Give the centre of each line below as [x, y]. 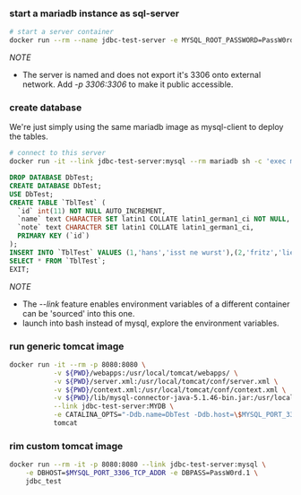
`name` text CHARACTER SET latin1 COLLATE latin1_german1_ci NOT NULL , [154, 219]
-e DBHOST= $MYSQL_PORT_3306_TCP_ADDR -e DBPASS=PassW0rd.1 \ [142, 473]
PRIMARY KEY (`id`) [54, 236]
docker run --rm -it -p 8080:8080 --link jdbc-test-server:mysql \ [138, 465]
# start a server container [62, 32]
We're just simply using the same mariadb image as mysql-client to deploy [146, 127]
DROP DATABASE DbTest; [52, 178]
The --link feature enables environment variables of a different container [156, 304]
